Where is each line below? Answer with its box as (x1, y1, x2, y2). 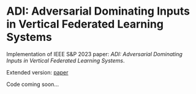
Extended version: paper (6, 68, 69, 76)
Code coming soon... (6, 81, 59, 88)
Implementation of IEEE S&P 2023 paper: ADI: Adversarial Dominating (6, 50, 183, 57)
